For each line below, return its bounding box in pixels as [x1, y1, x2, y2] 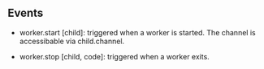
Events [7, 6, 44, 20]
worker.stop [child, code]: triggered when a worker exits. [19, 51, 210, 61]
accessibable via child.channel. [19, 36, 125, 46]
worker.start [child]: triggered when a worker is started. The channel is [19, 27, 257, 37]
